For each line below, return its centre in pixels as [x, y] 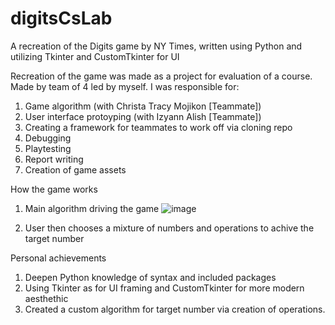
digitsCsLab [61, 18]
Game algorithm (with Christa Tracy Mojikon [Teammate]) [143, 106]
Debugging [48, 138]
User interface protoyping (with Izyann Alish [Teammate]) [143, 116]
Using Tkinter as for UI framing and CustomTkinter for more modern [164, 288]
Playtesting [48, 148]
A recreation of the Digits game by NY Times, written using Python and [156, 46]
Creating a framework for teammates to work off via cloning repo [158, 127]
